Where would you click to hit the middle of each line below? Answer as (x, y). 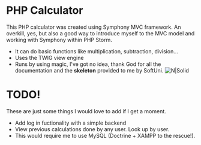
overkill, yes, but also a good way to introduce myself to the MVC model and (100, 33)
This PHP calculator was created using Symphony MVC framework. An (94, 27)
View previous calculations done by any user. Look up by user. (92, 129)
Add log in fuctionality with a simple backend (70, 123)
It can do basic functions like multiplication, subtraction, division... (97, 51)
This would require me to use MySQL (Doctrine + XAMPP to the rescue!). (105, 135)
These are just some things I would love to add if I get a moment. (86, 111)
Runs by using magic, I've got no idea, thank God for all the (88, 64)
